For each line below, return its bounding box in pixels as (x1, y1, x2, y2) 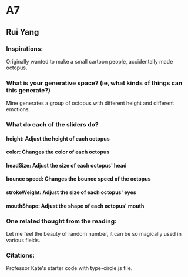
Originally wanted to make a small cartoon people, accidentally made (6, 58, 173, 65)
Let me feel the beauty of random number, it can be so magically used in (6, 230, 182, 237)
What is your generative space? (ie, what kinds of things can (6, 79, 183, 87)
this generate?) (6, 86, 51, 94)
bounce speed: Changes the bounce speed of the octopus (6, 175, 151, 182)
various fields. (6, 236, 41, 243)
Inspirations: (6, 45, 43, 53)
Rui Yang (6, 27, 39, 37)
